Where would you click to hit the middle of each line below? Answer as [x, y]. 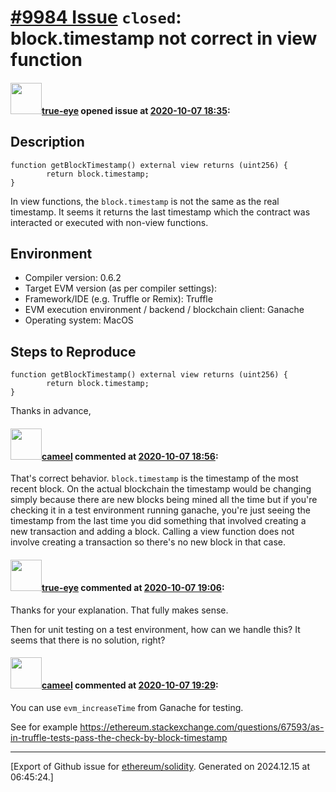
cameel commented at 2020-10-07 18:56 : [130, 456]
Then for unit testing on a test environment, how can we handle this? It [155, 629]
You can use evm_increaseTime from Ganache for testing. [127, 707]
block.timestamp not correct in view [164, 38]
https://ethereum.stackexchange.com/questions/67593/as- [202, 727]
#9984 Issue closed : [96, 17]
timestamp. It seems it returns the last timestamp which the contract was [160, 212]
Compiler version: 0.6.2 [73, 278]
